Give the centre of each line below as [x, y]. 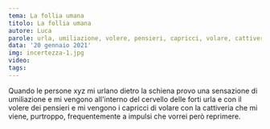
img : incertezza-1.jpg [46, 53]
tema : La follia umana [46, 16]
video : [19, 61]
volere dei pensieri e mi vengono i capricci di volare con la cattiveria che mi [133, 107]
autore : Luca [30, 30]
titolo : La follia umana [50, 23]
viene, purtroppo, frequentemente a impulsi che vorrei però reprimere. [125, 116]
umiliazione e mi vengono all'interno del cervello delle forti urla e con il [125, 99]
